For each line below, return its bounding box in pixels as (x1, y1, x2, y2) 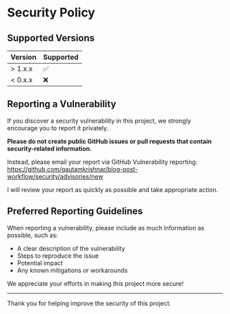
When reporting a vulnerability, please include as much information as (7, 224, 205, 232)
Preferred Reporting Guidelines (7, 206, 143, 217)
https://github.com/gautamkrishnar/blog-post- (7, 165, 138, 173)
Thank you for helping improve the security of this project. (7, 299, 171, 307)
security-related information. (7, 144, 92, 152)
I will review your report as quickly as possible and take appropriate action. (7, 185, 218, 193)
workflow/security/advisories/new (7, 172, 104, 180)
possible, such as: (7, 231, 58, 239)
